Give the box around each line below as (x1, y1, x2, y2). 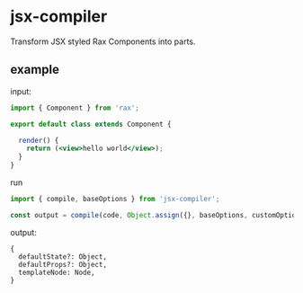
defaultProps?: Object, (18, 260, 107, 269)
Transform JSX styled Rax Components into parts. (10, 36, 196, 47)
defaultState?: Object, (18, 252, 107, 262)
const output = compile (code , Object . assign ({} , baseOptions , (10, 210, 248, 219)
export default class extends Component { (10, 120, 172, 129)
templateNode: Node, (18, 268, 95, 277)
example (10, 62, 60, 77)
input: (10, 85, 32, 96)
